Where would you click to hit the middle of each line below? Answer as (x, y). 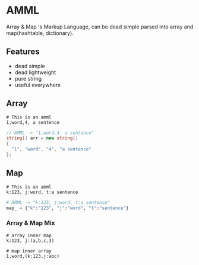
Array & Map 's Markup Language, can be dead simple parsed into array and (100, 27)
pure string (28, 78)
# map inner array (29, 251)
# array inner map (29, 235)
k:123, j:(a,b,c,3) (30, 241)
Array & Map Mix (31, 223)
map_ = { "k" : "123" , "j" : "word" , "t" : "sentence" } (67, 208)
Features (23, 52)
